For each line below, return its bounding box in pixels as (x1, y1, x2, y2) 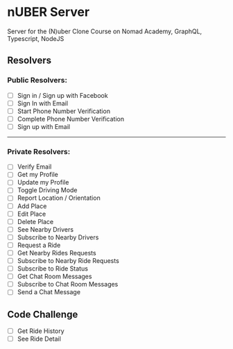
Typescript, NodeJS (7, 34, 64, 42)
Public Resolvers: (7, 76, 68, 85)
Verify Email (17, 162, 52, 171)
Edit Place (17, 210, 46, 218)
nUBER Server (7, 4, 90, 20)
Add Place (17, 202, 47, 210)
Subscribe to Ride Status (17, 264, 89, 273)
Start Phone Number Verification (17, 107, 111, 115)
